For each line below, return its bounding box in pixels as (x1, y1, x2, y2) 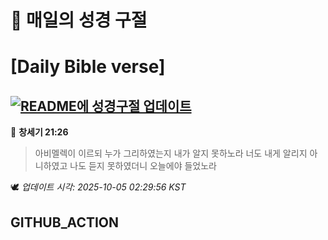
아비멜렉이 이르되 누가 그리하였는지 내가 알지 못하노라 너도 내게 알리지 (34, 147, 308, 160)
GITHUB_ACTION (10, 214, 120, 231)
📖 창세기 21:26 (10, 126, 69, 138)
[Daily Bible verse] (10, 56, 166, 78)
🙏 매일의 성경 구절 (10, 9, 148, 32)
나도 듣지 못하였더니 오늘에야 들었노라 (69, 160, 217, 172)
